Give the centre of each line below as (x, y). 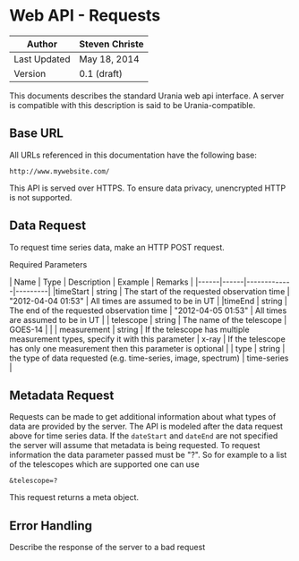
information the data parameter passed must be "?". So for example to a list (148, 455)
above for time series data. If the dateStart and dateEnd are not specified (144, 436)
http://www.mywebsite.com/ (60, 171)
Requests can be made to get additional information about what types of (143, 417)
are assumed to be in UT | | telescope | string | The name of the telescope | (148, 319)
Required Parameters (48, 264)
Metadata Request (62, 395)
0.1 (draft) (101, 73)
